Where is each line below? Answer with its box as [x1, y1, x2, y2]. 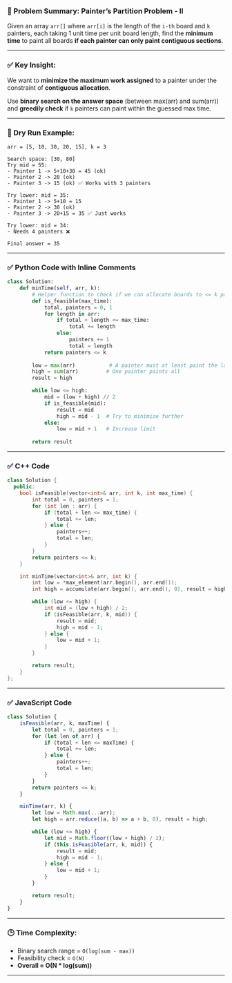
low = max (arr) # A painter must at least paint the [32, 362, 217, 369]
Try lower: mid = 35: [7, 191, 70, 199]
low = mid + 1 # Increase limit [56, 426, 156, 432]
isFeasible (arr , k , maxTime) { [19, 720, 110, 727]
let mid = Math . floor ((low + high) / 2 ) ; [43, 834, 166, 841]
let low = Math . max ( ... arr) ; [32, 810, 116, 817]
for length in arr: [43, 310, 100, 317]
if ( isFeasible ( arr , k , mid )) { [43, 611, 137, 618]
